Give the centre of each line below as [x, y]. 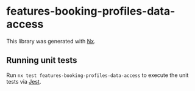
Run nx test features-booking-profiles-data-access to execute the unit [97, 75]
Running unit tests [42, 60]
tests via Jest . [24, 81]
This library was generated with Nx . [51, 41]
